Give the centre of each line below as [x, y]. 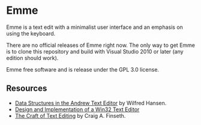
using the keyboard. [31, 33]
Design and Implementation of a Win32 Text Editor [77, 109]
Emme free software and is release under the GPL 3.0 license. [83, 69]
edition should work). [32, 58]
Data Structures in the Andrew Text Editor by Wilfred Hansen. [91, 103]
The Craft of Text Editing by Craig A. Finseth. [70, 115]
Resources [27, 89]
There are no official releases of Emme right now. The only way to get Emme [100, 45]
